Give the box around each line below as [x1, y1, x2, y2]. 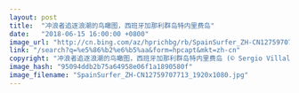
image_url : [9, 37, 50, 47]
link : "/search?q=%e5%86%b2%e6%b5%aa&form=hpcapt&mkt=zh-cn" [9, 46, 241, 55]
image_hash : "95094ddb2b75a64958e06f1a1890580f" [9, 63, 193, 72]
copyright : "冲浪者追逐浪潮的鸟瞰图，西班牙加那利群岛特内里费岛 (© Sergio [9, 54, 263, 63]
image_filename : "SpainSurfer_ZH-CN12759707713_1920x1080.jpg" [9, 71, 249, 80]
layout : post [9, 12, 58, 22]
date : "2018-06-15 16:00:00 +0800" [9, 29, 149, 38]
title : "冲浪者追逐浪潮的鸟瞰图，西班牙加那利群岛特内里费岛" [9, 21, 215, 30]
